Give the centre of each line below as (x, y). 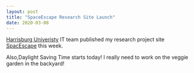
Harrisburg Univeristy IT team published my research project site (85, 40)
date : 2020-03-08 (28, 23)
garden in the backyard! (35, 64)
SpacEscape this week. (35, 46)
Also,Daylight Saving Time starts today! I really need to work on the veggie (97, 58)
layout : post (22, 12)
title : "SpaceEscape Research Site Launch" (61, 17)
